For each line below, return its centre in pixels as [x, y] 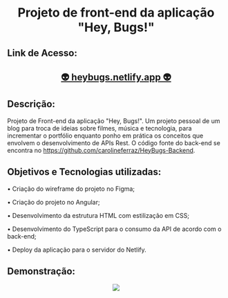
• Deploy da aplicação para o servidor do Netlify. [77, 250]
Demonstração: [41, 271]
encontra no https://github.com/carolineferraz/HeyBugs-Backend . [101, 150]
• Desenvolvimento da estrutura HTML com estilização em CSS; [98, 215]
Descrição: [31, 104]
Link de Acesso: [42, 53]
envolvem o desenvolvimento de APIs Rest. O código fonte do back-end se [114, 142]
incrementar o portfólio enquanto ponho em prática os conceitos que [105, 136]
